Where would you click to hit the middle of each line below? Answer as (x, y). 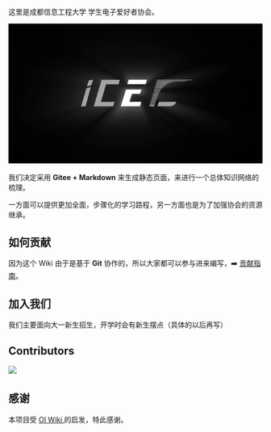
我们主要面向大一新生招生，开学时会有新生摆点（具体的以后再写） (118, 325)
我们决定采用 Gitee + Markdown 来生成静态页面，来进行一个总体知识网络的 (134, 177)
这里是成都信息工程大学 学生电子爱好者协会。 (83, 12)
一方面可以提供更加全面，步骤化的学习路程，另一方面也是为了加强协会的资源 (135, 204)
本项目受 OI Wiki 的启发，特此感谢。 (68, 419)
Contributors (42, 351)
